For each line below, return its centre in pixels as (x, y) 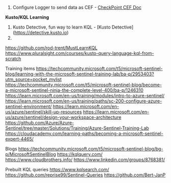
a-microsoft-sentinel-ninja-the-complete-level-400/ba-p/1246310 (74, 90)
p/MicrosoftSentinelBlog (31, 154)
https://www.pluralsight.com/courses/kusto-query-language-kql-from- (80, 53)
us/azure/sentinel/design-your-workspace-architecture (63, 117)
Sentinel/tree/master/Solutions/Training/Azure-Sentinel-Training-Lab (77, 128)
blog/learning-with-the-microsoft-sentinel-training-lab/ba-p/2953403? (80, 74)
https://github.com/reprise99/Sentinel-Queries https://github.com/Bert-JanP (85, 175)
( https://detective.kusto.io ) (40, 32)
